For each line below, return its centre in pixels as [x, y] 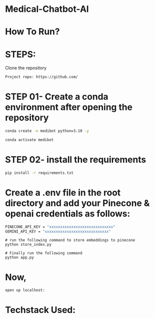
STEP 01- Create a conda [57, 97]
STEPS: [20, 54]
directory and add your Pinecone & [77, 203]
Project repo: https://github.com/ [42, 77]
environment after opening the [69, 107]
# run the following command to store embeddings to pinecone [70, 240]
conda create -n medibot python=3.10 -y [47, 131]
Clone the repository [26, 68]
